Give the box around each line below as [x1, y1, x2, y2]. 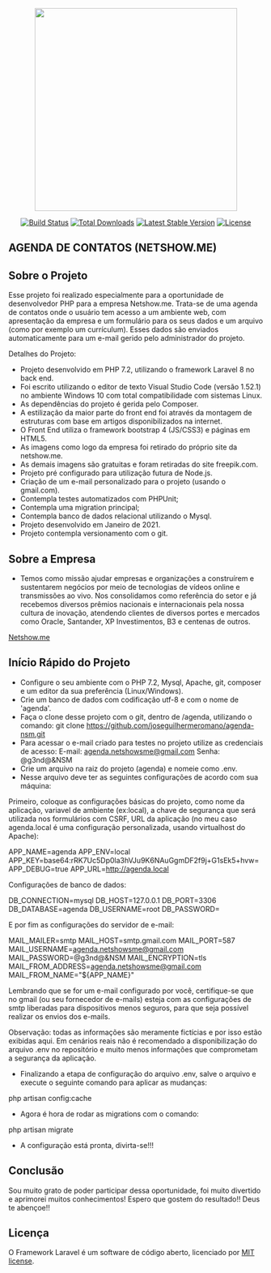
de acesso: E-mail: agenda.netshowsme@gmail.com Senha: [19, 746, 220, 756]
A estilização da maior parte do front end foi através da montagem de [19, 408, 252, 418]
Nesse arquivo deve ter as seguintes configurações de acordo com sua [19, 772, 259, 782]
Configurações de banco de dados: [8, 879, 127, 889]
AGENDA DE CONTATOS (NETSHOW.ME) [8, 241, 217, 255]
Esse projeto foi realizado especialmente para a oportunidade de [8, 290, 224, 300]
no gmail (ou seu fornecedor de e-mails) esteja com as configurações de [8, 994, 252, 1004]
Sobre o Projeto [8, 269, 88, 282]
